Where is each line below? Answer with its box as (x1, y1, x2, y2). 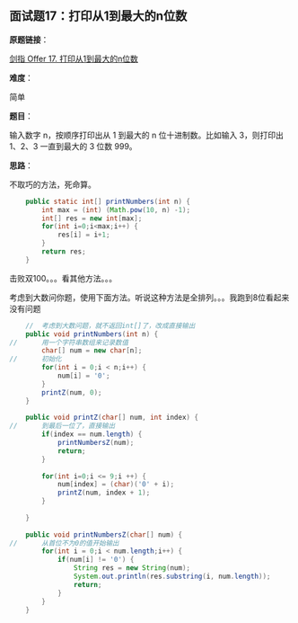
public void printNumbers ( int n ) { (25, 329, 159, 339)
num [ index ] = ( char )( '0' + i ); (57, 480, 175, 489)
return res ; (41, 247, 87, 256)
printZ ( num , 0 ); (41, 387, 102, 397)
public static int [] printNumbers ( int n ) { (25, 197, 191, 206)
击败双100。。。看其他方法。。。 (9, 272, 118, 283)
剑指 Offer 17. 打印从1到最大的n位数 (9, 53, 139, 64)
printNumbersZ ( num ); (57, 439, 135, 448)
